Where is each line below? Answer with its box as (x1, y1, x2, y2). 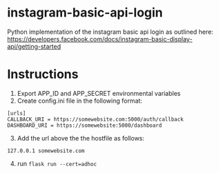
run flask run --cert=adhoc (17, 159, 97, 167)
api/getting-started (7, 42, 61, 50)
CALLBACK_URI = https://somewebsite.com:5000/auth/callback (7, 116, 184, 123)
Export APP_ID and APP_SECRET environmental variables (17, 89, 181, 97)
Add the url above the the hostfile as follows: (17, 134, 145, 142)
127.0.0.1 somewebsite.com (7, 147, 85, 154)
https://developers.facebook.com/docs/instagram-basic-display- (7, 34, 193, 43)
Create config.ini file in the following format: (17, 96, 143, 105)
